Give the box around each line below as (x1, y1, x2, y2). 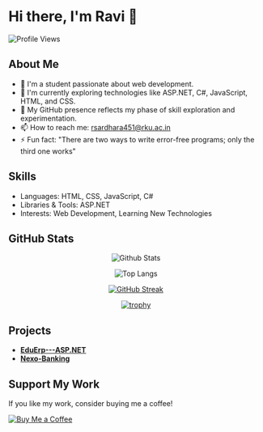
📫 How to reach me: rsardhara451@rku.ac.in (19, 122, 172, 132)
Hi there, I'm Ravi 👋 (8, 7, 138, 26)
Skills (8, 170, 36, 184)
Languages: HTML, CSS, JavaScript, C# (19, 191, 154, 201)
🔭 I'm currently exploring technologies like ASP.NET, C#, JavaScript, (19, 87, 248, 97)
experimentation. (19, 113, 77, 123)
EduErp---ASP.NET (19, 345, 87, 355)
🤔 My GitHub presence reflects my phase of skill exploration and (19, 104, 235, 114)
